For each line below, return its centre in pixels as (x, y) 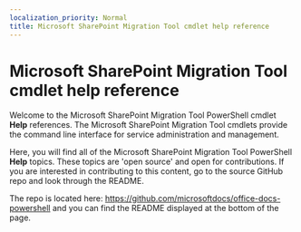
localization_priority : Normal (68, 18)
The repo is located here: (56, 198)
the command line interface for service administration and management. (144, 135)
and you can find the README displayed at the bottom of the (165, 208)
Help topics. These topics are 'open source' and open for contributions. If (147, 162)
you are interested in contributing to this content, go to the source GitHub (146, 171)
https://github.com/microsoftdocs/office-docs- (193, 198)
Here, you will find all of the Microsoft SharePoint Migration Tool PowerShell (151, 152)
